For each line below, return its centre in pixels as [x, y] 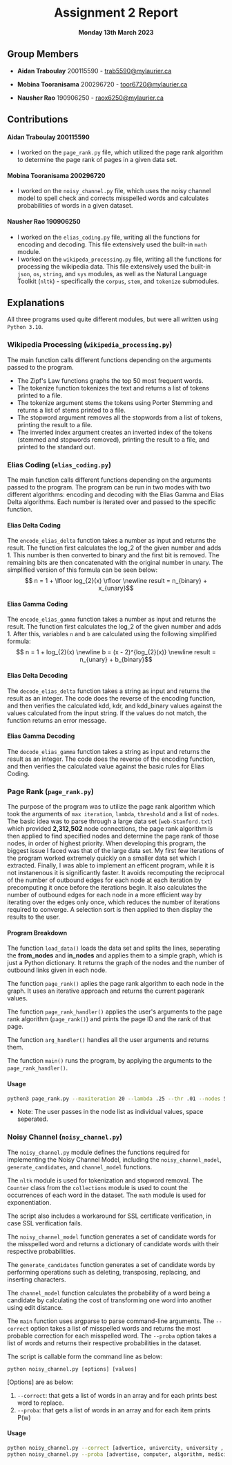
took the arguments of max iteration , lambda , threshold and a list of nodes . [113, 814]
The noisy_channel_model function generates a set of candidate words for [112, 1237]
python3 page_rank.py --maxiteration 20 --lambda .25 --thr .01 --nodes [114, 1099]
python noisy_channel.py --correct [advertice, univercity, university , [116, 1448]
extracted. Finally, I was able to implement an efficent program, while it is [111, 865]
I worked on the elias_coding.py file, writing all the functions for [108, 237]
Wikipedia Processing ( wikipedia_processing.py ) [90, 345]
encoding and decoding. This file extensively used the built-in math [112, 244]
